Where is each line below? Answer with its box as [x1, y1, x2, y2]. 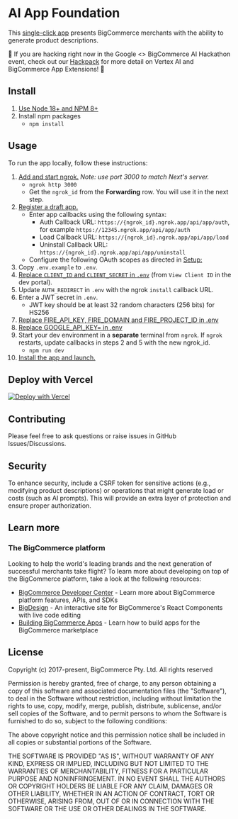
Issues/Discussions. [8, 440, 67, 448]
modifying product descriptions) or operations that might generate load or [8, 486, 224, 494]
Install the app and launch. [18, 353, 96, 362]
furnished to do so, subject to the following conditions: [8, 716, 167, 725]
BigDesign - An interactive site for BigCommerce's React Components [18, 603, 223, 611]
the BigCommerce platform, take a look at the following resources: [8, 574, 202, 583]
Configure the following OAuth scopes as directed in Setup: [28, 255, 203, 264]
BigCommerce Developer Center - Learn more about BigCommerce [18, 588, 215, 596]
